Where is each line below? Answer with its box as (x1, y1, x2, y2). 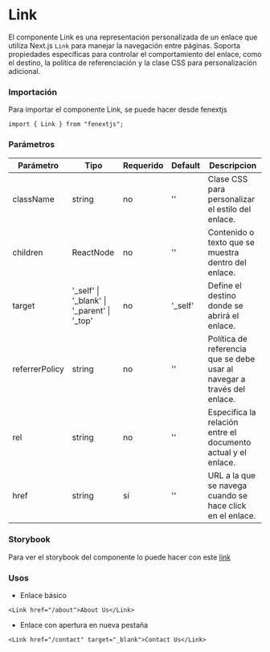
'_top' (72, 315, 93, 326)
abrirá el (207, 310, 239, 321)
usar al (207, 363, 234, 375)
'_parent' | (72, 305, 111, 316)
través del (207, 383, 246, 395)
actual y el (207, 446, 247, 457)
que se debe (207, 353, 256, 364)
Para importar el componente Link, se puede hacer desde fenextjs (8, 105, 227, 114)
